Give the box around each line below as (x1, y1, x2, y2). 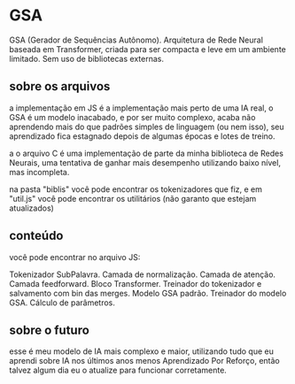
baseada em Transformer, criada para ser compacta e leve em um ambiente (9, 43, 286, 54)
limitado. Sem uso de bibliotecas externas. (9, 53, 164, 64)
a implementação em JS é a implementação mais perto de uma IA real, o (9, 103, 274, 113)
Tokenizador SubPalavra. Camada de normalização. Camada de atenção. (9, 269, 276, 280)
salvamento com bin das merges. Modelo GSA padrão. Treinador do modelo (9, 288, 287, 298)
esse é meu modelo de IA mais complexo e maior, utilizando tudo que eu (9, 346, 275, 357)
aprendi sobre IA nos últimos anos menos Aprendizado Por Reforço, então (9, 356, 281, 366)
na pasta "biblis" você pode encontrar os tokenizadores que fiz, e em (9, 183, 263, 195)
